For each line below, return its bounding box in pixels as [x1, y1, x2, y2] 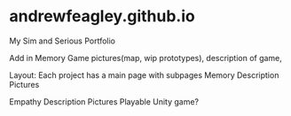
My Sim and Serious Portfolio [9, 35, 116, 46]
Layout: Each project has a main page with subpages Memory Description [9, 69, 279, 81]
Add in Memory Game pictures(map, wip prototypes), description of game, [9, 52, 282, 63]
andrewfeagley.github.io [9, 6, 195, 27]
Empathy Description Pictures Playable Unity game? [9, 96, 200, 107]
